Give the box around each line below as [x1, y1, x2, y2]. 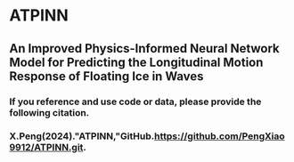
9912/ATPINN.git [9, 142, 84, 154]
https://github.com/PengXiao [154, 130, 285, 142]
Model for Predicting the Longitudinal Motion [9, 54, 264, 69]
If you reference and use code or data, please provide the [9, 95, 262, 108]
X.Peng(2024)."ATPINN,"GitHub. [9, 130, 155, 142]
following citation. [9, 106, 90, 118]
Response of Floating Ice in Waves [9, 69, 204, 84]
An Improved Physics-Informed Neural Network [9, 41, 281, 56]
